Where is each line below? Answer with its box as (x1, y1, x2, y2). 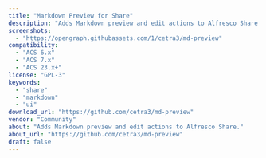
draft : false (8, 137, 52, 146)
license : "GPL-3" (8, 71, 66, 79)
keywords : (8, 78, 41, 86)
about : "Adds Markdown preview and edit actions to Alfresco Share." (8, 123, 244, 131)
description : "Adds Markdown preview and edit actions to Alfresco (8, 19, 237, 27)
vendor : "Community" (8, 116, 77, 124)
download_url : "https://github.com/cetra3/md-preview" (8, 109, 194, 117)
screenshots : (8, 26, 52, 34)
